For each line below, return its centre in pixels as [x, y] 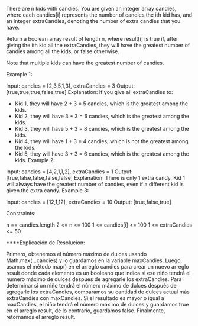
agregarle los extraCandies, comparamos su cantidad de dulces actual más [98, 292]
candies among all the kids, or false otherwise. [63, 51]
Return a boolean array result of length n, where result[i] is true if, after [92, 39]
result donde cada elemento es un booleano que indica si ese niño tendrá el [98, 273]
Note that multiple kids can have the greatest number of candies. [85, 63]
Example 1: [19, 74]
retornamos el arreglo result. [41, 317]
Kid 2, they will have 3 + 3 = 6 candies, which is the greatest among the [102, 116]
